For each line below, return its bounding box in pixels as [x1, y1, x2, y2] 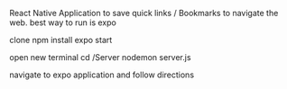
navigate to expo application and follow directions [9, 69, 195, 80]
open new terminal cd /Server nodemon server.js [9, 52, 191, 62]
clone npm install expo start [9, 35, 113, 45]
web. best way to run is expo [9, 17, 117, 28]
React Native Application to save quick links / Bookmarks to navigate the [9, 8, 279, 18]
